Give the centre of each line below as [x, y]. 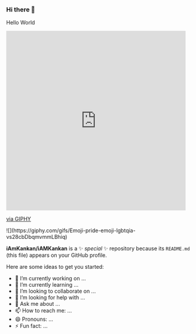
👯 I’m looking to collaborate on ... [55, 291]
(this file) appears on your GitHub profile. [57, 255]
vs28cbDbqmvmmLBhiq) [37, 237]
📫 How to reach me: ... [43, 311]
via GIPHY [19, 219]
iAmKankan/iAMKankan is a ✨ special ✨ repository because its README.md [98, 248]
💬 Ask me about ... [37, 304]
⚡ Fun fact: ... [31, 326]
